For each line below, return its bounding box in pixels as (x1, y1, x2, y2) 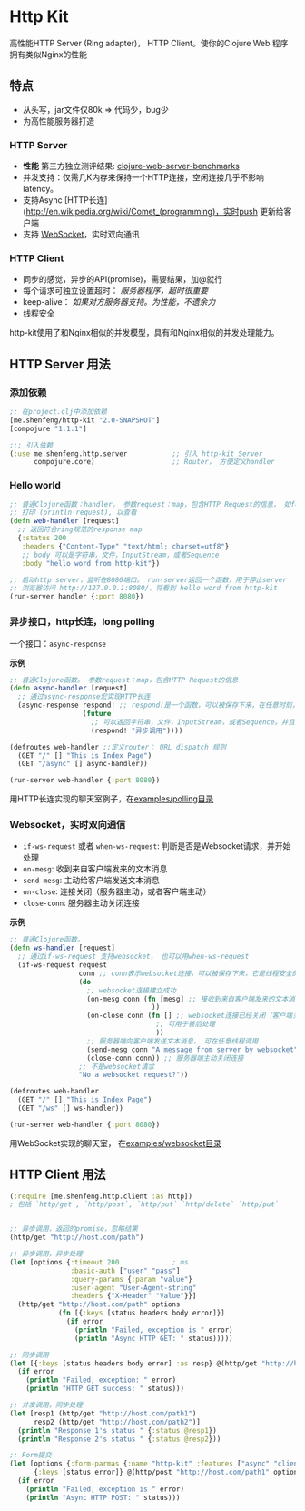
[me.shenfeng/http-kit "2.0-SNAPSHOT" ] (9, 416, 161, 425)
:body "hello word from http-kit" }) (21, 559, 161, 568)
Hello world (9, 479, 62, 492)
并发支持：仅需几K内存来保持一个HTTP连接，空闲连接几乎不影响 (22, 172, 265, 183)
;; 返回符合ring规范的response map (17, 525, 143, 534)
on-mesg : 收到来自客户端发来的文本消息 (22, 863, 168, 874)
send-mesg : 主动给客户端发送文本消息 (22, 875, 161, 886)
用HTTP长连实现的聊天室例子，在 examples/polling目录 (9, 793, 214, 804)
